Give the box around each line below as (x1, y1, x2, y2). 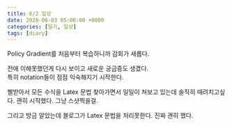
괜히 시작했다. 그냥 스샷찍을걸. (16, 97, 99, 105)
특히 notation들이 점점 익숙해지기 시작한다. (7, 73, 124, 81)
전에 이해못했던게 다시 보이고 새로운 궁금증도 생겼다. (7, 64, 148, 73)
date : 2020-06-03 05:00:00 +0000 (7, 17, 105, 24)
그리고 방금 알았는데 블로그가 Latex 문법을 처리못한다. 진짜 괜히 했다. (7, 111, 194, 120)
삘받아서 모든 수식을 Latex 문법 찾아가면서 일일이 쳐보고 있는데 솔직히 (7, 88, 196, 96)
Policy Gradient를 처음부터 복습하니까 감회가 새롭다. (7, 49, 150, 58)
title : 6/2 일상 (7, 10, 52, 17)
